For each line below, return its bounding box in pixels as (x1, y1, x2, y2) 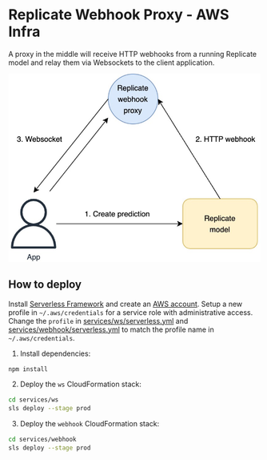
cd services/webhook (8, 435, 78, 444)
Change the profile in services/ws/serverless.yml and (8, 316, 189, 325)
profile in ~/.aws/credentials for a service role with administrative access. (8, 307, 253, 317)
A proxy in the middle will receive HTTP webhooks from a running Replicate (8, 49, 257, 59)
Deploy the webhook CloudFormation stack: (19, 419, 160, 429)
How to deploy (8, 278, 82, 292)
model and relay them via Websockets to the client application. (8, 58, 215, 67)
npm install (8, 365, 48, 373)
